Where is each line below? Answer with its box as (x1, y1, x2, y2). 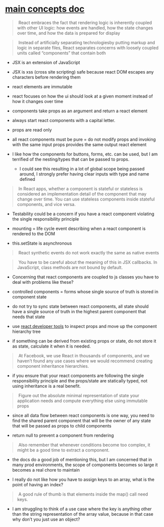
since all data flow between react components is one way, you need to (12, 412, 155, 418)
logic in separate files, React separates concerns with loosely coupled (17, 45, 159, 50)
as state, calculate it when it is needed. (12, 343, 91, 349)
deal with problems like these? (12, 279, 74, 285)
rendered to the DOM (12, 230, 55, 236)
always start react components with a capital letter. (12, 117, 116, 123)
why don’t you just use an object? (12, 516, 80, 522)
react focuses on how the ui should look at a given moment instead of (12, 93, 153, 99)
